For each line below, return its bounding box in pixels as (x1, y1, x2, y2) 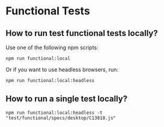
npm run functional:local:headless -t (5, 110, 103, 116)
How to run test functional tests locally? (5, 28, 158, 38)
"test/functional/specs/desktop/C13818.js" (5, 115, 117, 121)
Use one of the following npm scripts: (5, 44, 99, 51)
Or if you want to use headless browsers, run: (5, 66, 118, 73)
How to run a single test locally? (5, 94, 127, 104)
